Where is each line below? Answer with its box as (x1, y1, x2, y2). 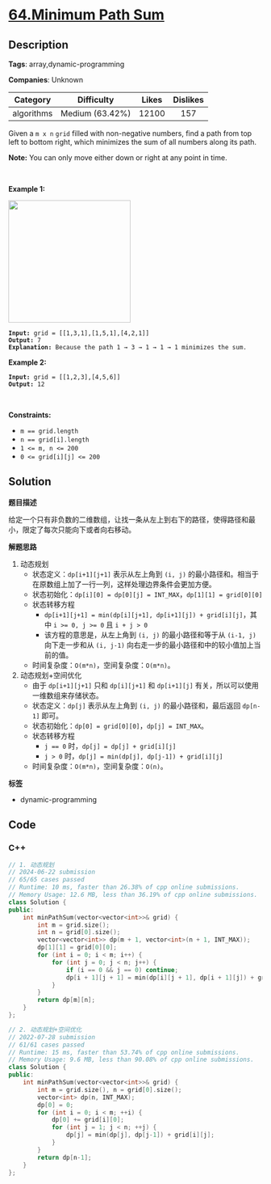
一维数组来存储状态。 (31, 690, 103, 700)
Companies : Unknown (8, 75, 83, 84)
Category (14, 95, 52, 105)
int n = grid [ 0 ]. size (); (37, 928, 121, 937)
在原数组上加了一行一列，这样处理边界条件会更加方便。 (31, 579, 216, 589)
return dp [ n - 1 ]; (37, 1153, 92, 1161)
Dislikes (173, 95, 204, 105)
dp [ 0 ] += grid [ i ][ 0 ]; (51, 1116, 125, 1124)
